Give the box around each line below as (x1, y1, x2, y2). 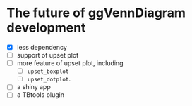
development (6, 20, 86, 36)
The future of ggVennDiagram (6, 5, 186, 21)
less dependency (16, 43, 68, 51)
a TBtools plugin (16, 91, 65, 99)
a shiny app (16, 83, 51, 91)
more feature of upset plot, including (16, 59, 124, 67)
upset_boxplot (27, 68, 69, 75)
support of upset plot (16, 51, 79, 59)
